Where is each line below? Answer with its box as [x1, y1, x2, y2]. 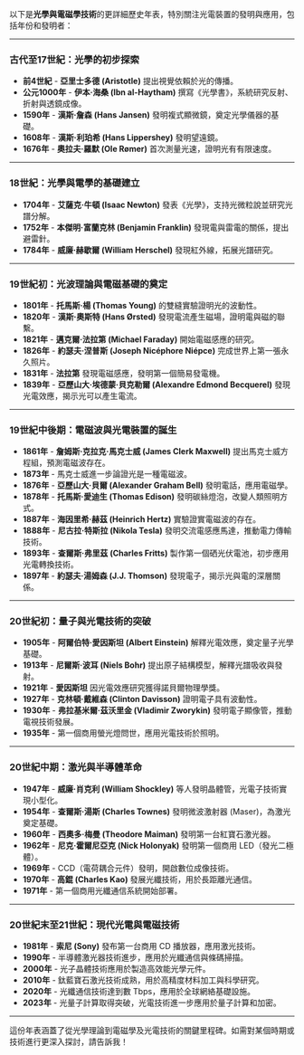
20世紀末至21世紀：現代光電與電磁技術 [9, 918, 180, 931]
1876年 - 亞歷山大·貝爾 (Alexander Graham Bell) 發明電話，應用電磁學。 [22, 480, 293, 491]
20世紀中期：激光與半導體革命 [9, 761, 143, 774]
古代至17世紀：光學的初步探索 [9, 53, 140, 66]
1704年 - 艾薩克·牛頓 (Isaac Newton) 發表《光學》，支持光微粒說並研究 [22, 199, 286, 210]
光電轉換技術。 [22, 559, 79, 570]
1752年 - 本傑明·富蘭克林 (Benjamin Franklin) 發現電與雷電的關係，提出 [22, 222, 290, 233]
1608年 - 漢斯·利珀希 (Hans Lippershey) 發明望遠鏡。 [22, 132, 223, 143]
